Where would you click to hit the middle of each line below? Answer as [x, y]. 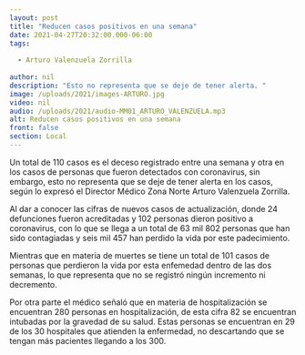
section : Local [38, 137]
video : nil [30, 102]
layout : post [34, 18]
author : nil [32, 77]
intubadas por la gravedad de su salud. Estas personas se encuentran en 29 [152, 321]
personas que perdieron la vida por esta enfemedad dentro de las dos [141, 265]
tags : [20, 43]
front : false [34, 128]
